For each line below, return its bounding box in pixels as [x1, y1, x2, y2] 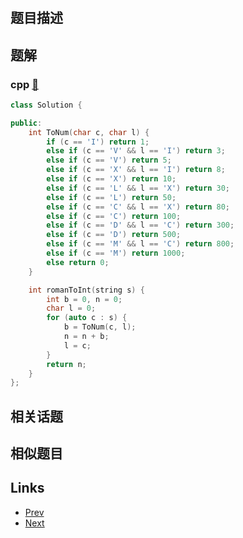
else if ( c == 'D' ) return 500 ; [46, 230, 182, 240]
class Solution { [10, 100, 83, 110]
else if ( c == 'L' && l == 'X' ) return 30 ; [46, 183, 231, 193]
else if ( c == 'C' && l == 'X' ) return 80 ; [46, 202, 231, 212]
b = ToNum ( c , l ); [63, 322, 137, 332]
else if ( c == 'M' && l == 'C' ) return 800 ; [46, 239, 235, 249]
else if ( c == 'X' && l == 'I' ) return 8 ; [46, 165, 226, 175]
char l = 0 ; [46, 303, 97, 314]
